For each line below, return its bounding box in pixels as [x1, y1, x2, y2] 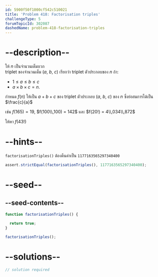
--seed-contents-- [5, 199, 64, 207]
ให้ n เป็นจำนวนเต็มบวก [5, 63, 45, 69]
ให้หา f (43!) [5, 119, 27, 125]
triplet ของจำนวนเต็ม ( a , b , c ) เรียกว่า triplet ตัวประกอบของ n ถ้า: [5, 69, 119, 75]
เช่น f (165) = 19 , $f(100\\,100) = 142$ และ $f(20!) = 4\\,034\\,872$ [5, 109, 136, 115]
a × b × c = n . [12, 84, 40, 90]
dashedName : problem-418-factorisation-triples [5, 26, 105, 31]
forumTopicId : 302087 [5, 21, 50, 26]
